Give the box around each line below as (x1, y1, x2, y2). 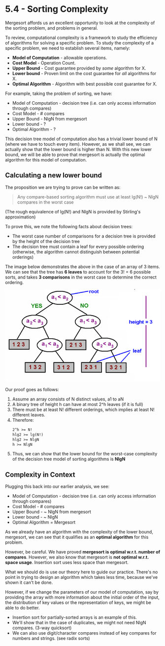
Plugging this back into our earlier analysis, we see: (5, 484, 110, 489)
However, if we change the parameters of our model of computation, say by (5, 589, 159, 595)
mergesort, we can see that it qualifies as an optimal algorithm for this (5, 534, 149, 540)
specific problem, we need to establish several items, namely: (5, 45, 131, 51)
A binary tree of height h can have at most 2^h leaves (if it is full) (12, 402, 143, 407)
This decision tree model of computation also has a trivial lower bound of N (5, 136, 158, 142)
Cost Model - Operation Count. (12, 60, 76, 66)
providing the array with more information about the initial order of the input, (5, 594, 160, 601)
